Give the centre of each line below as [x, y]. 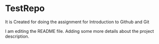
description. [17, 36]
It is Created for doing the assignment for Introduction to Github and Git [77, 22]
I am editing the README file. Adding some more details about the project [79, 31]
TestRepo [25, 8]
